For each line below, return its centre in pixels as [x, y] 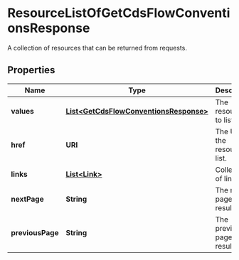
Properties [31, 70]
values [22, 111]
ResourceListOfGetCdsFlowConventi [119, 13]
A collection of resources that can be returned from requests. [97, 48]
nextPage [27, 199]
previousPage [35, 232]
